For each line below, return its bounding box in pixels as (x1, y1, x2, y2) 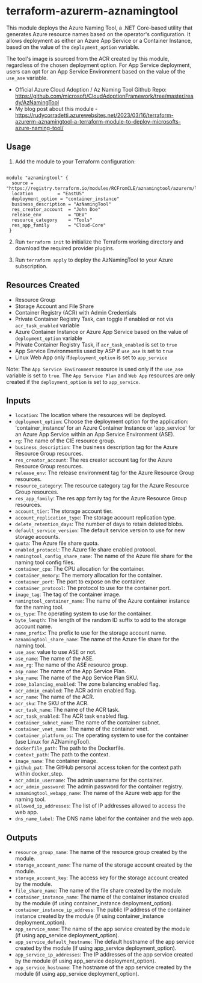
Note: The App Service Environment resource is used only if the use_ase (6, 365, 183, 372)
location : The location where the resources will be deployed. (14, 412, 167, 419)
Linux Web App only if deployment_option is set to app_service (14, 354, 168, 361)
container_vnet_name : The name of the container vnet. (14, 725, 149, 733)
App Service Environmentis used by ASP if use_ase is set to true (14, 347, 174, 354)
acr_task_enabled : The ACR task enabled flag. (14, 712, 129, 720)
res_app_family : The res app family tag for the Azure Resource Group (14, 495, 188, 502)
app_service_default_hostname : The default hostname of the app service (14, 938, 195, 946)
